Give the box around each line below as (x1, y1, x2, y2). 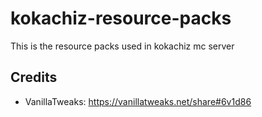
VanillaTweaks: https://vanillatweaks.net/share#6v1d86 (24, 95, 252, 107)
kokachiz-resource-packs (10, 7, 232, 30)
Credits (10, 69, 58, 86)
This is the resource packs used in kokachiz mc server (10, 40, 235, 52)
